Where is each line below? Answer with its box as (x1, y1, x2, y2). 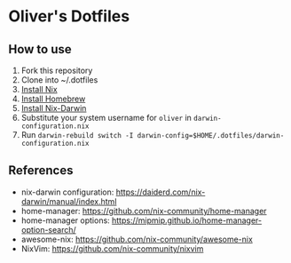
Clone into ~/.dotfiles (20, 75, 98, 85)
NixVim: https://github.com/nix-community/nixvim (20, 243, 204, 254)
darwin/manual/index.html (20, 195, 117, 206)
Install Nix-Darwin (20, 103, 87, 113)
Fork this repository (20, 65, 93, 76)
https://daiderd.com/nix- (115, 187, 206, 197)
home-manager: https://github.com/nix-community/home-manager (20, 205, 267, 216)
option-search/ (20, 224, 76, 235)
